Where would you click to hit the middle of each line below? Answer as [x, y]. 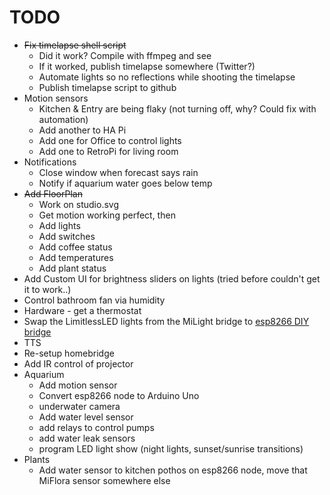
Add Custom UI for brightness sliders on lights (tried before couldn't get [172, 278]
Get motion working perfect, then [107, 215]
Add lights [59, 225]
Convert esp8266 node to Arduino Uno [119, 395]
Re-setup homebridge [69, 353]
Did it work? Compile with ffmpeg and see [125, 55]
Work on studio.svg [78, 204]
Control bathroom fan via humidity [94, 300]
